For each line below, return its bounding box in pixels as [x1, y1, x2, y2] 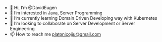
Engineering [9, 26, 35, 32]
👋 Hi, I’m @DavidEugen [9, 5, 57, 10]
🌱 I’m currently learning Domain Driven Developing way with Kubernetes [9, 15, 158, 21]
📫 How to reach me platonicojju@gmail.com [9, 31, 101, 37]
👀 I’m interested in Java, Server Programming [9, 10, 103, 16]
